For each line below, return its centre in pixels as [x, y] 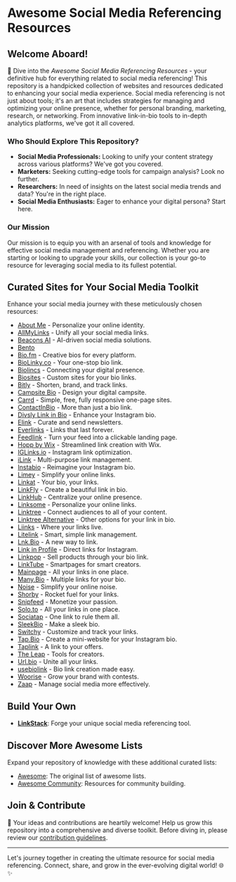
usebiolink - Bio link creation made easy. [76, 669]
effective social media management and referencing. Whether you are [109, 250]
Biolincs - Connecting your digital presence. [81, 370]
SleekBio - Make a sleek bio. [59, 624]
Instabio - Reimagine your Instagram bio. [76, 467]
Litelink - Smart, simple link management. [78, 535]
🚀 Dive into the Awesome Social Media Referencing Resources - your [107, 71]
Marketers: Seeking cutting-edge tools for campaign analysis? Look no [121, 172]
